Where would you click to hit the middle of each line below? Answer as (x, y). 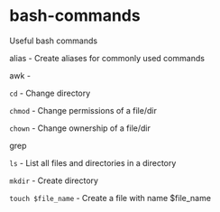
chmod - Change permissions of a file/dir (83, 110)
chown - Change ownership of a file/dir (80, 128)
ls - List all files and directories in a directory (93, 162)
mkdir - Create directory (54, 180)
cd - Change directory (50, 93)
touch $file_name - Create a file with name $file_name (110, 198)
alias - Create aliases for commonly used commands (107, 58)
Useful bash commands (53, 41)
